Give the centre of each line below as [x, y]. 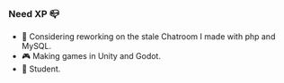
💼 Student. [41, 69]
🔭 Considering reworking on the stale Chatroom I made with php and [148, 37]
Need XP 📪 [34, 13]
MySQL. [36, 46]
